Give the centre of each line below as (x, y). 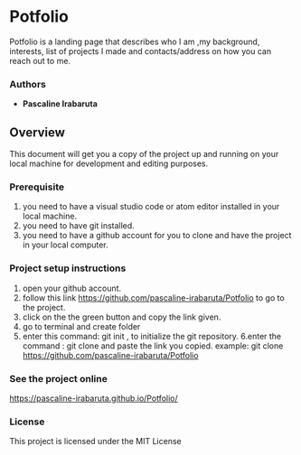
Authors (28, 84)
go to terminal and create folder (81, 326)
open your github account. (72, 288)
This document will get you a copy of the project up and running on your (144, 154)
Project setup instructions (68, 268)
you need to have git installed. (79, 226)
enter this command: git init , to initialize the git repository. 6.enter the (152, 336)
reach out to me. (40, 60)
